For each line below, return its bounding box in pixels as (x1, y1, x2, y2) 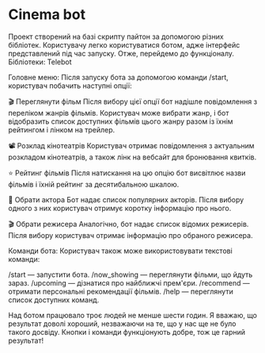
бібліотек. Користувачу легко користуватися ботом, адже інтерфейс (8, 40, 240, 49)
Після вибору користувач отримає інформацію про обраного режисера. (8, 230, 253, 240)
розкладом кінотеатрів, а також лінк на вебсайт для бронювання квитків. (8, 152, 257, 162)
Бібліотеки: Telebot (8, 57, 73, 67)
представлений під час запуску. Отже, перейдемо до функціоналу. (8, 48, 235, 58)
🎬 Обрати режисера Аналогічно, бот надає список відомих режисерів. (8, 219, 249, 228)
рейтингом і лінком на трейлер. (8, 125, 115, 134)
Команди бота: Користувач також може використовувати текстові (8, 246, 233, 255)
